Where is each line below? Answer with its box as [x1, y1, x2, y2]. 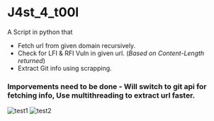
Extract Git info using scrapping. [17, 64, 112, 72]
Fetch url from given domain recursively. [17, 41, 136, 50]
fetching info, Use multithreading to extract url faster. [7, 90, 196, 100]
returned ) [17, 56, 46, 64]
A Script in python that [7, 28, 73, 36]
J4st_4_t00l [7, 4, 79, 21]
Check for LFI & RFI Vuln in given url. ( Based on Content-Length [17, 49, 205, 57]
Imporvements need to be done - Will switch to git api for [7, 81, 207, 91]
